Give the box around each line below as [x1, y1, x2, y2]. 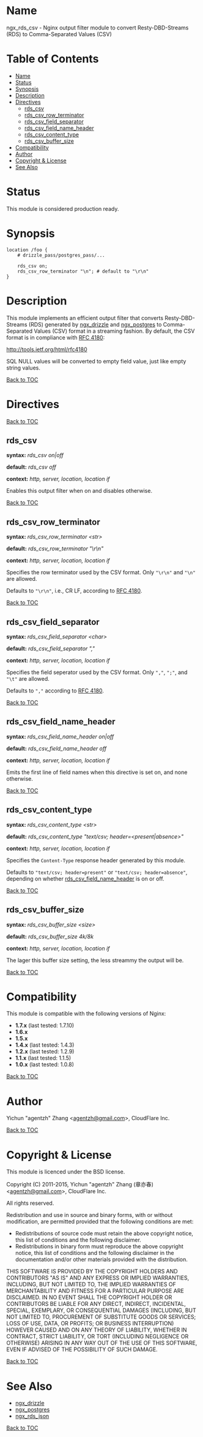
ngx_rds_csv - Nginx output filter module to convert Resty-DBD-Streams [6, 24, 189, 31]
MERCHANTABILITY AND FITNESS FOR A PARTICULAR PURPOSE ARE [6, 1287, 185, 1295]
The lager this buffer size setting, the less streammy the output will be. [6, 957, 184, 964]
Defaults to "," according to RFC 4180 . [6, 687, 104, 694]
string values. [6, 364, 41, 371]
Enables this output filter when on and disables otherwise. [6, 487, 153, 495]
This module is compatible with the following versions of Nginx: [6, 1010, 166, 1017]
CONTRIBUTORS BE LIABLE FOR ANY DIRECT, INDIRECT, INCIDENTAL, [6, 1300, 186, 1308]
